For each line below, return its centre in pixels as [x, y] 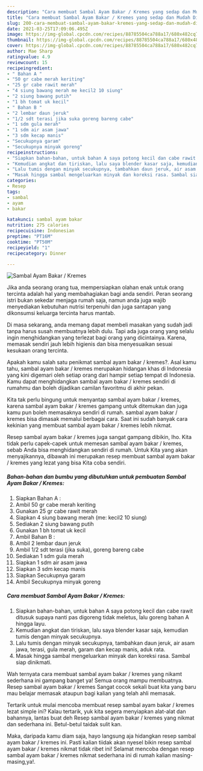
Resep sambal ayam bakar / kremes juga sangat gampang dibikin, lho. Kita [99, 437]
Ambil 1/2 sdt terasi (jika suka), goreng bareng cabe [80, 550]
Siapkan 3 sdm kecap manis [51, 569]
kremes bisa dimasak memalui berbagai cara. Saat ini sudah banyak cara [97, 419]
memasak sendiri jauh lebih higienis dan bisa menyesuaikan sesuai [90, 344]
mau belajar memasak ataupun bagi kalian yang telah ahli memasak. [91, 694]
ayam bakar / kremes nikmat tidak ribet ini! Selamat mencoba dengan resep [101, 749]
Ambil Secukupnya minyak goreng [58, 582]
